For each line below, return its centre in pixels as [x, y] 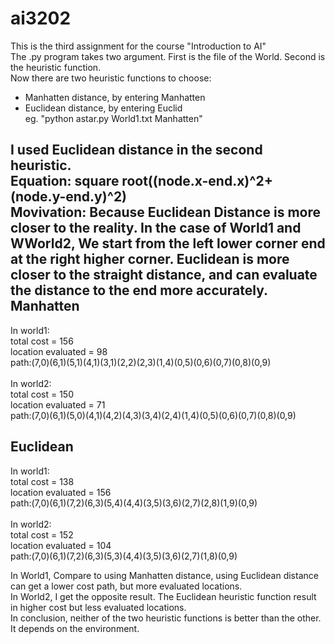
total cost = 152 [42, 534]
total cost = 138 [42, 481]
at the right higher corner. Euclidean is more [150, 259]
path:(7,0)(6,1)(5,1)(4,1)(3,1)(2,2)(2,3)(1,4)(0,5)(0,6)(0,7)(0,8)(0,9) [141, 362]
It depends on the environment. [75, 628]
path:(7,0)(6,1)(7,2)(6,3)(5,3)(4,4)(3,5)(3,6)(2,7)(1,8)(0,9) [124, 556]
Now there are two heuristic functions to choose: [111, 78]
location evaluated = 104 [61, 545]
